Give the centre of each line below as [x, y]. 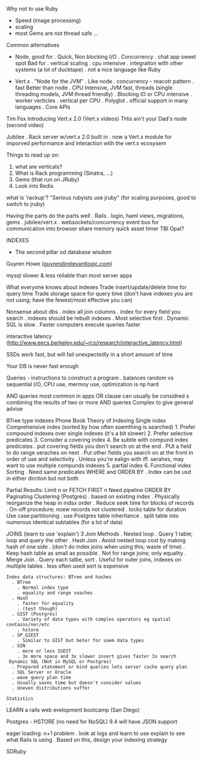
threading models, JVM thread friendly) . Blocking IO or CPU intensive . [103, 94]
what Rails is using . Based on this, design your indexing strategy [87, 740]
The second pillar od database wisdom [63, 252]
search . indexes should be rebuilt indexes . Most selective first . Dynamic [98, 318]
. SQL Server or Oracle [41, 672]
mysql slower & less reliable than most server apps [69, 275]
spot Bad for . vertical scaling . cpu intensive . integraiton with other [99, 63]
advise [14, 409]
